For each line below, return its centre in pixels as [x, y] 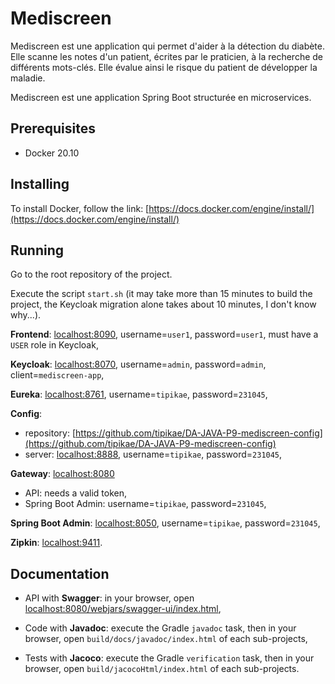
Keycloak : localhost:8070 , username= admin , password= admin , [138, 364]
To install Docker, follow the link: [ [80, 208]
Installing [40, 184]
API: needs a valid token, [76, 493]
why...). [26, 315]
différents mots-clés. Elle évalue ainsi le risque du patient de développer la [164, 67]
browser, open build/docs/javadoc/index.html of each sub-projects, [166, 639]
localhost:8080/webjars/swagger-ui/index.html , [123, 609]
